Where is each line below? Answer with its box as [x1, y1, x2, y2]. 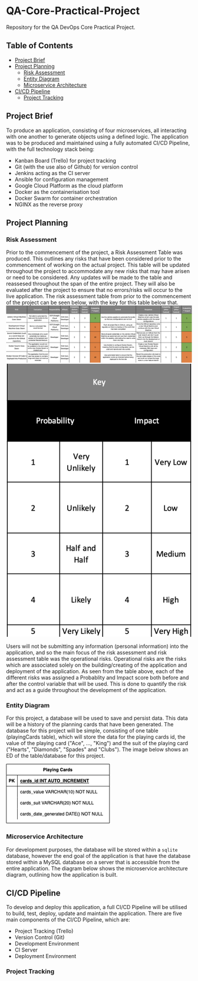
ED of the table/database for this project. [6, 752, 105, 759]
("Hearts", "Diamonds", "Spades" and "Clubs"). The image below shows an [6, 746, 189, 753]
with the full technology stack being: [6, 146, 95, 153]
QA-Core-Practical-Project [6, 4, 140, 18]
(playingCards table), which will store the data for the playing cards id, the [6, 733, 186, 740]
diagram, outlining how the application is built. [6, 871, 118, 878]
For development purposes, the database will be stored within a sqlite [6, 846, 178, 853]
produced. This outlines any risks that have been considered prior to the [6, 255, 181, 262]
